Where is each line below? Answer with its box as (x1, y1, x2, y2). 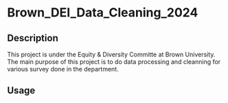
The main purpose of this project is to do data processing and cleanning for (7, 58, 221, 66)
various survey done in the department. (7, 65, 119, 73)
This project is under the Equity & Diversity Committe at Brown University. (7, 50, 216, 58)
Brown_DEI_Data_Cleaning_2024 (7, 5, 198, 21)
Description (7, 32, 58, 44)
